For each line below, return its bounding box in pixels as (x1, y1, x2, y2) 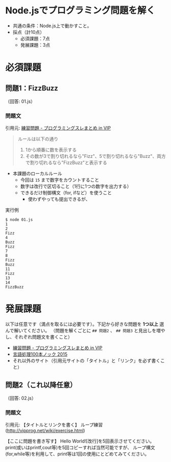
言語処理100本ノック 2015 (12, 351, 68, 357)
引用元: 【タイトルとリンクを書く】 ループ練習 (5, 421, 103, 428)
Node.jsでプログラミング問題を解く (5, 5, 156, 16)
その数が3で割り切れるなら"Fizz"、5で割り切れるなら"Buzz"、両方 (25, 153, 166, 159)
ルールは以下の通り (17, 136, 59, 142)
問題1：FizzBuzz (5, 84, 59, 92)
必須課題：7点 (20, 35, 50, 42)
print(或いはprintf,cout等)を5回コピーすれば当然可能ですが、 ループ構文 (5, 445, 156, 451)
